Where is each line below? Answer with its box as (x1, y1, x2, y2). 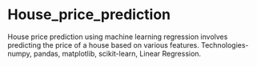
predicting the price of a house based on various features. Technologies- (7, 40, 249, 49)
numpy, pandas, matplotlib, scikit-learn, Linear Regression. (7, 49, 202, 58)
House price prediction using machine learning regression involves (7, 32, 228, 41)
